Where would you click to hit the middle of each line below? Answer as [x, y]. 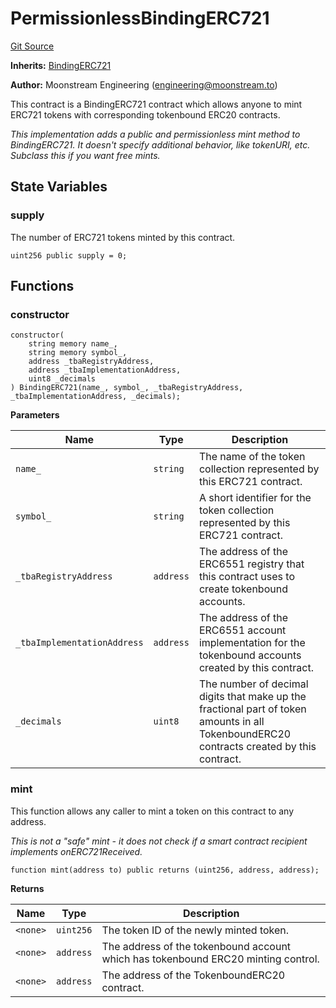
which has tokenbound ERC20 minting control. [210, 959]
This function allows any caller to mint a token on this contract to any [152, 811]
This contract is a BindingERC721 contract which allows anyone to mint [156, 104]
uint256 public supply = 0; [69, 255]
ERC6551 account [242, 630]
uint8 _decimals [62, 379]
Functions [42, 286]
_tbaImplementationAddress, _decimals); [96, 397]
